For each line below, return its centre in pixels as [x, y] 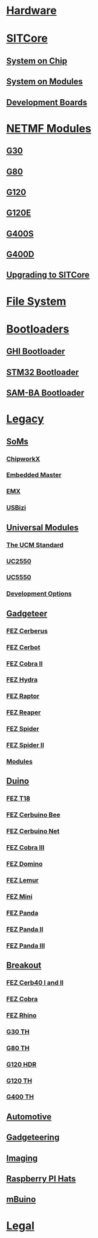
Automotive [29, 1117]
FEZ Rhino [21, 1015]
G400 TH [20, 1097]
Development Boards [47, 102]
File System [36, 301]
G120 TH [19, 1080]
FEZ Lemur [23, 880]
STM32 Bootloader [43, 372]
